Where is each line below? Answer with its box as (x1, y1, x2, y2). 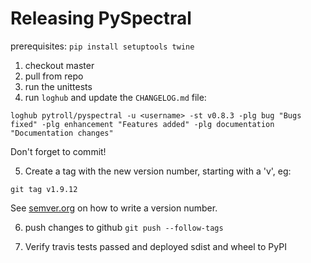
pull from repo (24, 70, 84, 82)
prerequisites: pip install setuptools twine (10, 40, 195, 52)
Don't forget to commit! (10, 145, 107, 157)
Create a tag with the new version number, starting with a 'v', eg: (24, 165, 292, 177)
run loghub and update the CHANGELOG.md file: (24, 91, 207, 103)
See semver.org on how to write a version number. (10, 202, 218, 214)
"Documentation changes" (10, 128, 114, 138)
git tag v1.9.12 (10, 184, 78, 194)
